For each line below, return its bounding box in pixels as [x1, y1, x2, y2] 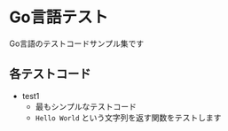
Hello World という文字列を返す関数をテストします [35, 112, 222, 123]
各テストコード [9, 66, 91, 81]
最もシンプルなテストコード [35, 101, 138, 112]
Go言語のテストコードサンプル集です [9, 38, 145, 49]
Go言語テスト [9, 7, 109, 27]
